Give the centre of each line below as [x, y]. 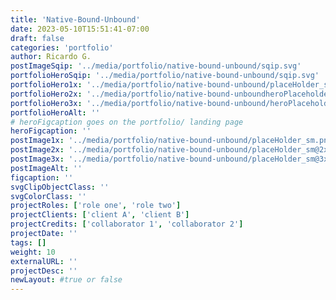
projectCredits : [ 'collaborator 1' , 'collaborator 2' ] [127, 224]
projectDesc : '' [44, 271]
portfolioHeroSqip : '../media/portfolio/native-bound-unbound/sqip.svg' [165, 76]
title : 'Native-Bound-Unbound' [75, 19]
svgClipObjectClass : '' [60, 187]
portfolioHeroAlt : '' [55, 112]
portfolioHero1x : [46, 85]
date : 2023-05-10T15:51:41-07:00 [80, 29]
